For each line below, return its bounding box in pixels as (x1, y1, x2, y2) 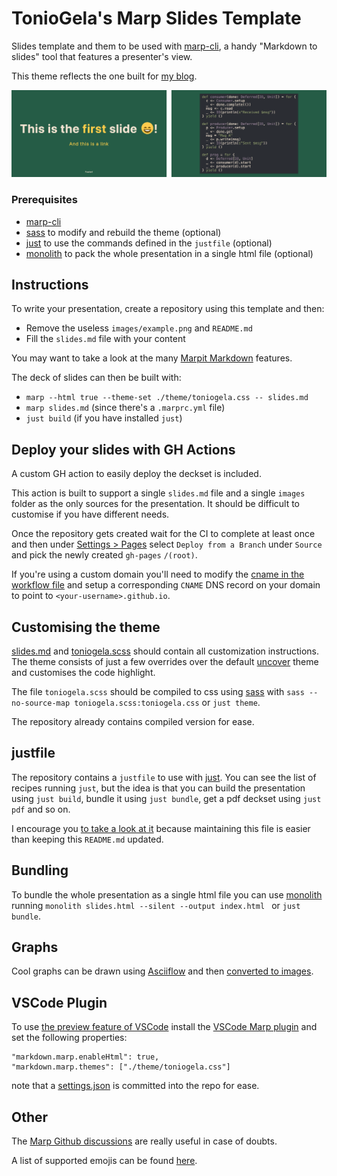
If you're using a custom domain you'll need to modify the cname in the (11, 568, 305, 581)
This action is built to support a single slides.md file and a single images (11, 487, 306, 499)
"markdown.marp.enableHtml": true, (11, 1052, 160, 1062)
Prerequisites (11, 193, 78, 207)
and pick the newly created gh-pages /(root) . (11, 549, 198, 561)
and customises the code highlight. (11, 666, 156, 678)
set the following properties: (11, 1032, 128, 1044)
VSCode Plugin (11, 994, 108, 1011)
